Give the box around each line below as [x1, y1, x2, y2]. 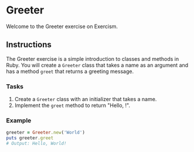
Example [6, 116, 32, 125]
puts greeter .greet [6, 135, 54, 141]
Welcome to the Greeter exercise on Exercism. [6, 23, 118, 30]
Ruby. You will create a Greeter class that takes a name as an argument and [6, 61, 189, 68]
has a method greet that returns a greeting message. [6, 68, 134, 75]
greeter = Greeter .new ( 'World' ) [6, 130, 85, 136]
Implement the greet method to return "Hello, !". [14, 102, 131, 109]
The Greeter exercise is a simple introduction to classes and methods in [6, 55, 179, 62]
